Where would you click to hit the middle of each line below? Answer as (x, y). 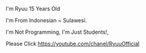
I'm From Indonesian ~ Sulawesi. (46, 20)
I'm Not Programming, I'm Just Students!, (57, 32)
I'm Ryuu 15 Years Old (33, 9)
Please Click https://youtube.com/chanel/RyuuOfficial (73, 44)
